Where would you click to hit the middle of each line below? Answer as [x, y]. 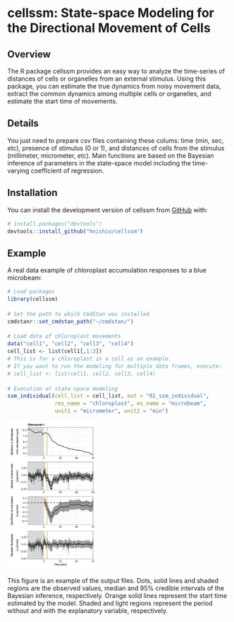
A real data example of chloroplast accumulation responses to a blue [107, 270]
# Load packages [31, 292]
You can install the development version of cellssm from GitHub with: [107, 209]
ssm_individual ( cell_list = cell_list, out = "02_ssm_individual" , [109, 396]
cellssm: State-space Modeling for [111, 13]
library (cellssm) [33, 299]
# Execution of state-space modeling [63, 388]
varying [18, 171]
